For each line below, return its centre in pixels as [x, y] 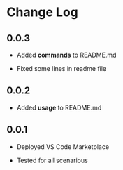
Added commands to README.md [66, 55]
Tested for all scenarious [52, 160]
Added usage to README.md [59, 107]
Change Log [42, 12]
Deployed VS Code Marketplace [63, 146]
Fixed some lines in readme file [61, 68]
